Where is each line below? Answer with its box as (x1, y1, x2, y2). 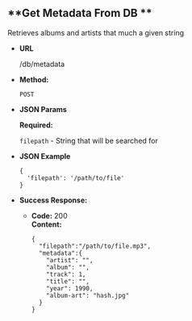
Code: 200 (31, 211, 68, 220)
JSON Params (19, 104, 68, 114)
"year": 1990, (46, 284, 94, 293)
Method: (19, 74, 49, 84)
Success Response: (19, 195, 88, 205)
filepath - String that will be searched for (19, 135, 158, 145)
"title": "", (46, 277, 90, 286)
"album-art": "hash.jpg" (46, 291, 130, 299)
